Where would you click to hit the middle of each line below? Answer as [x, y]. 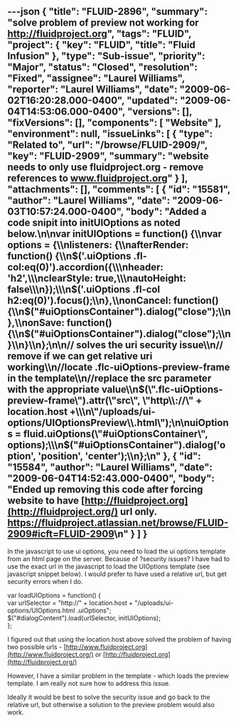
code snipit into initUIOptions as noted [94, 223]
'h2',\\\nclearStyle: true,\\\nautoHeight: [97, 278]
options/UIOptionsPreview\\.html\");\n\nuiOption [118, 423]
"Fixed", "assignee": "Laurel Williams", [96, 79]
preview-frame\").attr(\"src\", [74, 401]
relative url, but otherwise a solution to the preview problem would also [111, 704]
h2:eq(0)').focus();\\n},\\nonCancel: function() [113, 301]
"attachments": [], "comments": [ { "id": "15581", [119, 190]
